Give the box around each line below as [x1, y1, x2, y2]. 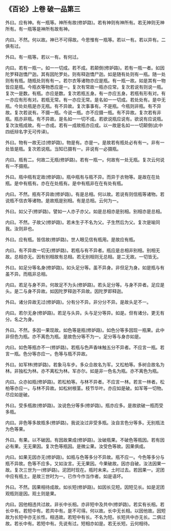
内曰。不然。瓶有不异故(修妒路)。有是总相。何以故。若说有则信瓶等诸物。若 [5, 191, 165, 197]
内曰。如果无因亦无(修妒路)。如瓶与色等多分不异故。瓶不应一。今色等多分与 [5, 454, 165, 460]
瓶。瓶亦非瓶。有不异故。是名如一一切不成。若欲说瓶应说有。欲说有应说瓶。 [5, 115, 166, 122]
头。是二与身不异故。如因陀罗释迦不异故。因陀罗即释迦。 [5, 288, 126, 294]
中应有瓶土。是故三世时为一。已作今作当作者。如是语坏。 [5, 473, 126, 479]
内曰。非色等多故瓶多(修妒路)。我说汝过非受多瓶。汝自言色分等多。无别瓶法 [5, 419, 165, 425]
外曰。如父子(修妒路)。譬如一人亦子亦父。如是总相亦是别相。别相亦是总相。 [5, 208, 165, 214]
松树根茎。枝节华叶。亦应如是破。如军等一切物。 [63, 385, 166, 391]
